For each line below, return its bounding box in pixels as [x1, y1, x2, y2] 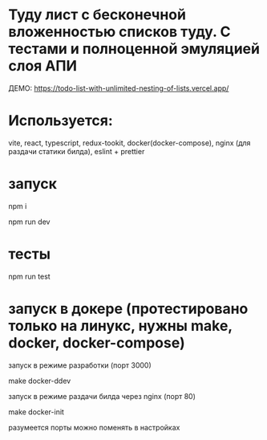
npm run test [8, 271, 51, 281]
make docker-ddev [8, 376, 71, 385]
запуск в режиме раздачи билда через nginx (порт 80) [8, 391, 196, 401]
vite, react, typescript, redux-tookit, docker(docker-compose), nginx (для [8, 138, 251, 148]
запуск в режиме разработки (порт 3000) [8, 360, 152, 370]
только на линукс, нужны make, [8, 316, 233, 335]
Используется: [8, 112, 114, 130]
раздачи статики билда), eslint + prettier [8, 146, 145, 156]
